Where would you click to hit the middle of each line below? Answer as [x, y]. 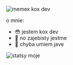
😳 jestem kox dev [36, 32]
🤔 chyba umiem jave [39, 44]
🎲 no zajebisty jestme [41, 38]
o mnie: [15, 20]
